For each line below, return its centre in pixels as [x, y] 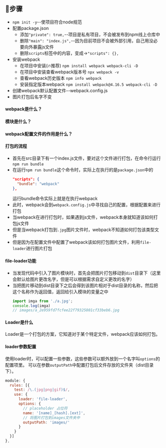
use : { [21, 395]
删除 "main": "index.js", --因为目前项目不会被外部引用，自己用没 [86, 40]
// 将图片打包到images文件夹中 [52, 418]
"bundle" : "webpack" [38, 184]
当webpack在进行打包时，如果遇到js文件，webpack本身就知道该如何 [83, 217]
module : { [15, 381]
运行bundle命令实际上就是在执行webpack [55, 199]
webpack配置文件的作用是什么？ [39, 134]
